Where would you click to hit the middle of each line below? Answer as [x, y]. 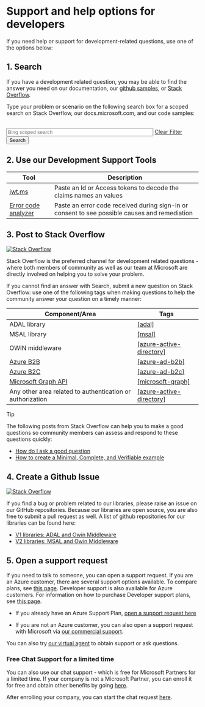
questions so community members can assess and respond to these [92, 433]
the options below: [30, 48]
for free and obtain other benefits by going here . [67, 686]
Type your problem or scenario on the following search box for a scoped [97, 106]
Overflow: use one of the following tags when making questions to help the [101, 292]
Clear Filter [169, 131]
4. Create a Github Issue [53, 477]
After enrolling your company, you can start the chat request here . [89, 697]
